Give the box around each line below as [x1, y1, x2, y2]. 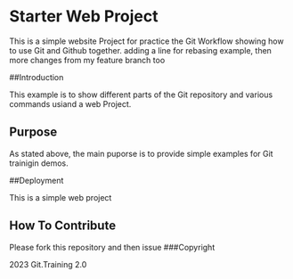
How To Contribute [9, 218, 117, 234]
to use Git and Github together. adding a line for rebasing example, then [9, 45, 272, 55]
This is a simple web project [9, 192, 112, 202]
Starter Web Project [9, 6, 159, 27]
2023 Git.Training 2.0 [9, 258, 87, 269]
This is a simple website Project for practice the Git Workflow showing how [9, 36, 284, 46]
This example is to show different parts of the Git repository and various [9, 89, 273, 100]
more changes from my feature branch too [9, 54, 166, 65]
